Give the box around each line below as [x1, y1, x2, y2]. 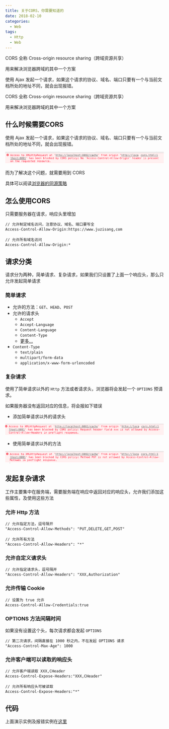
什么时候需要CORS [5, 120, 64, 129]
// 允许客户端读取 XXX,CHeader [5, 669, 65, 674]
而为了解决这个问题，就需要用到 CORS [5, 170, 85, 176]
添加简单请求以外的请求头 [12, 413, 66, 419]
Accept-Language [20, 322, 54, 327]
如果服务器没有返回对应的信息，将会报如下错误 [5, 403, 102, 409]
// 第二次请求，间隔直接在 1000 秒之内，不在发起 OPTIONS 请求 [5, 638, 125, 643]
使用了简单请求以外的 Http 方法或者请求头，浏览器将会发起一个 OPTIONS [5, 386, 153, 392]
